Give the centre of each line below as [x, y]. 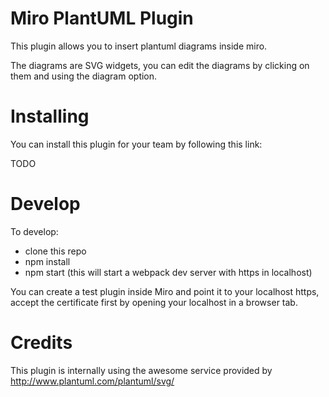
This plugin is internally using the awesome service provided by [141, 370]
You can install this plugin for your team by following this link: [136, 144]
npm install [47, 261]
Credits [41, 343]
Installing [50, 116]
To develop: [34, 231]
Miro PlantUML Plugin [102, 18]
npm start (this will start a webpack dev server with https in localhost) [168, 272]
